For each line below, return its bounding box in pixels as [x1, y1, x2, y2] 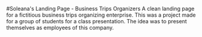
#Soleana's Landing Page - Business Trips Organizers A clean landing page [6, 5, 195, 12]
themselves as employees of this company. [6, 24, 114, 31]
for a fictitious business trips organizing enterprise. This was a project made [6, 11, 197, 18]
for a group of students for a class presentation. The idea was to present [6, 18, 187, 24]
